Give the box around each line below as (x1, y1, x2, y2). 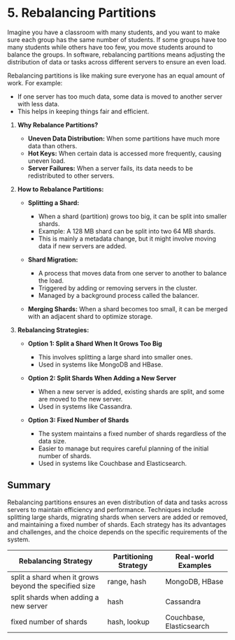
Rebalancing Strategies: (17, 325, 90, 334)
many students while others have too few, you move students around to (7, 43, 213, 51)
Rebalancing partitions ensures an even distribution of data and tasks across (7, 498, 228, 506)
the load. (38, 276, 64, 285)
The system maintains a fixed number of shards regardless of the (38, 429, 227, 438)
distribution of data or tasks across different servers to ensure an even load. (7, 57, 227, 66)
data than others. (27, 141, 78, 150)
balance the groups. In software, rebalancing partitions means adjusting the (7, 50, 225, 59)
